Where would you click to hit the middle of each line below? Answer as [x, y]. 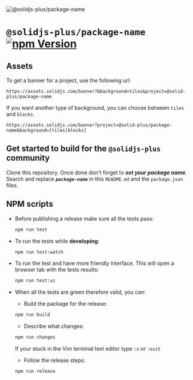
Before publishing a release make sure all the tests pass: [84, 218]
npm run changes [35, 337]
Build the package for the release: [65, 304]
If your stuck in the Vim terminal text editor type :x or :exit [88, 349]
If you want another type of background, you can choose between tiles [95, 108]
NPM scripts [30, 204]
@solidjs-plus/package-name [76, 33]
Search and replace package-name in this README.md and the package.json [95, 179]
